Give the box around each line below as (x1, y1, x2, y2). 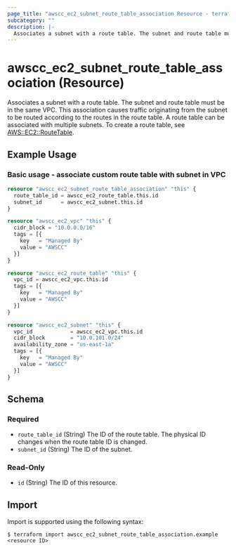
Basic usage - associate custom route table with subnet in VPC (7, 169, 226, 179)
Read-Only (7, 463, 46, 473)
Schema (7, 393, 44, 405)
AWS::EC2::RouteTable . (7, 128, 74, 137)
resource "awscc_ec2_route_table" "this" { (7, 270, 137, 277)
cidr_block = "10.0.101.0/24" (13, 334, 124, 341)
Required (7, 414, 39, 424)
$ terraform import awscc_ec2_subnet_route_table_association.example (7, 531, 218, 538)
